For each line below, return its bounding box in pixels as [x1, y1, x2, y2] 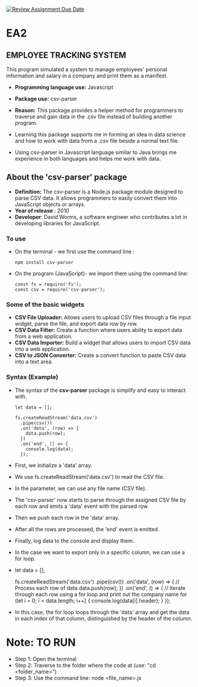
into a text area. [14, 358, 53, 365]
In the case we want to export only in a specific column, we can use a [14, 548, 185, 556]
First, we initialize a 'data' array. [14, 462, 92, 469]
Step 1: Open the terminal [14, 655, 77, 663]
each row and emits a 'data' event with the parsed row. [14, 503, 149, 510]
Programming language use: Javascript [14, 84, 114, 90]
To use [6, 234, 26, 243]
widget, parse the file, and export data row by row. [14, 320, 138, 327]
